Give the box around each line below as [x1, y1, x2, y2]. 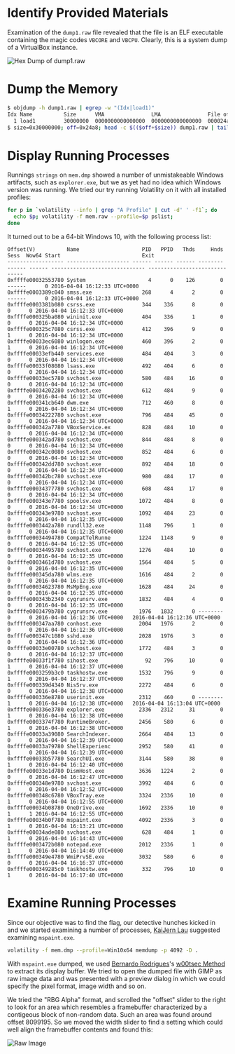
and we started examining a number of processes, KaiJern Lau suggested [7, 926, 220, 934]
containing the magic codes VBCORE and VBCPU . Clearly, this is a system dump [7, 35, 227, 43]
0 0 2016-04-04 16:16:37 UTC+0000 [7, 859, 124, 867]
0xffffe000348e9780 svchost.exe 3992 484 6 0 [7, 780, 224, 787]
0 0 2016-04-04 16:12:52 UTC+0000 [7, 785, 124, 793]
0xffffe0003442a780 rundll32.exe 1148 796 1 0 [7, 522, 224, 529]
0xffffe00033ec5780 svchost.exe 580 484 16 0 [7, 374, 224, 381]
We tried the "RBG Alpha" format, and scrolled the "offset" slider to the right [7, 995, 226, 1004]
